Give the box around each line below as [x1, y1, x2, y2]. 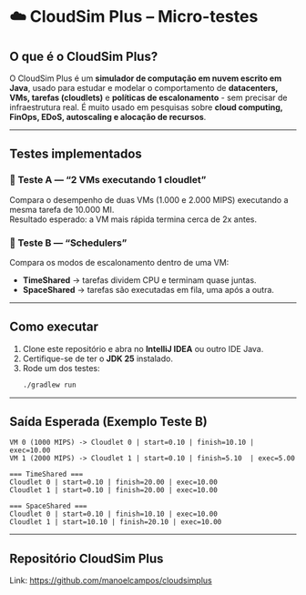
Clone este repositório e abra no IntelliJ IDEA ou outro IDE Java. [22, 343, 264, 354]
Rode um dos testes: [22, 362, 100, 373]
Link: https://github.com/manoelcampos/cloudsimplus [9, 575, 212, 586]
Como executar [9, 319, 98, 335]
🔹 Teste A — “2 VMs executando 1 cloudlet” [9, 174, 207, 187]
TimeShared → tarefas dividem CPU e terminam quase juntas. [22, 274, 257, 286]
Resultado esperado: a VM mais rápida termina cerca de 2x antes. [9, 214, 258, 225]
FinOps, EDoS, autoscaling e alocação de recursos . [9, 112, 207, 122]
